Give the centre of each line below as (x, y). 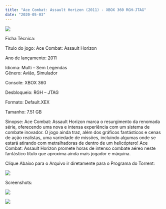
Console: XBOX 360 (26, 82)
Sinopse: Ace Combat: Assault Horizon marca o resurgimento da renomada (82, 122)
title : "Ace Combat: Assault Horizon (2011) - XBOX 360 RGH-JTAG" (76, 10)
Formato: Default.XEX (27, 102)
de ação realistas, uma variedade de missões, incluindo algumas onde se (80, 137)
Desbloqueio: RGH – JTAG (32, 92)
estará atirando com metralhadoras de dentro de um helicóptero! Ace (76, 143)
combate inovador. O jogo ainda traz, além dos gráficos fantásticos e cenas (83, 132)
